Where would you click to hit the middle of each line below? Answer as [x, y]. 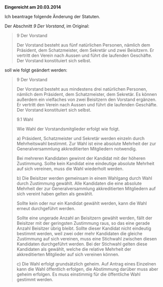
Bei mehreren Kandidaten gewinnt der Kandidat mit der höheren [81, 158]
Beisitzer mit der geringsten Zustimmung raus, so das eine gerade [83, 223]
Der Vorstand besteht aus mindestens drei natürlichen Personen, [82, 89]
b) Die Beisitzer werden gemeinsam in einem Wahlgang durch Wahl [84, 178]
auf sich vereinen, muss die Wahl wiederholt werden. [70, 169]
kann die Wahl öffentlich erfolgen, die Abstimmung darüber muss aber [87, 269]
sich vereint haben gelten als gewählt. [55, 194]
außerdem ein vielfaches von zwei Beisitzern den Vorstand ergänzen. [87, 99]
